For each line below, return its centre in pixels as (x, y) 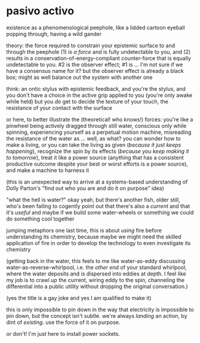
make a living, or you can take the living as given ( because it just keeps (94, 145)
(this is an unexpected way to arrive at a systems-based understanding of (97, 182)
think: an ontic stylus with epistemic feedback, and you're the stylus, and (96, 88)
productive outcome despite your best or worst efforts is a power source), (97, 164)
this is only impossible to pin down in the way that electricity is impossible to (100, 310)
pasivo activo (40, 11)
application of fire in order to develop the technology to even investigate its (99, 243)
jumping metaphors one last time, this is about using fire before (84, 230)
